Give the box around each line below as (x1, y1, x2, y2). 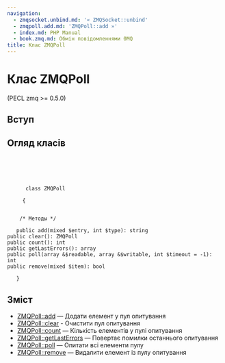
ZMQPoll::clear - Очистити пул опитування (16, 319, 141, 327)
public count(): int (7, 239, 66, 247)
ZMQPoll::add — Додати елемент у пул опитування (16, 312, 166, 320)
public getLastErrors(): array (7, 245, 96, 252)
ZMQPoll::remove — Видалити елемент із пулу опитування (16, 348, 187, 356)
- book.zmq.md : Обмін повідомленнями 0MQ (13, 36, 133, 42)
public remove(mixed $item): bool (7, 263, 106, 271)
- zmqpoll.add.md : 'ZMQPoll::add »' (13, 23, 118, 29)
